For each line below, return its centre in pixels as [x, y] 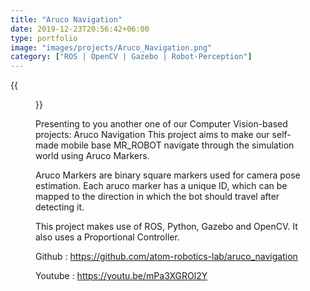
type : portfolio [44, 38]
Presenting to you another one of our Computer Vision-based [161, 124]
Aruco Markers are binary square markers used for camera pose [168, 175]
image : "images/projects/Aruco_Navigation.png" [111, 47]
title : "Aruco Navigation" [66, 19]
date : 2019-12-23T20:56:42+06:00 [80, 29]
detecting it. [60, 207]
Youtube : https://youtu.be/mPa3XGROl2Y [121, 276]
